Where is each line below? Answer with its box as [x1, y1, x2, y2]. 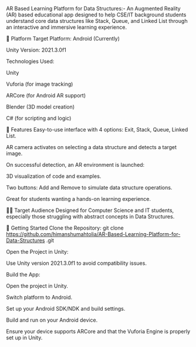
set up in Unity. [6, 334, 43, 341]
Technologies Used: [6, 58, 55, 65]
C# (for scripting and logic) [6, 114, 72, 122]
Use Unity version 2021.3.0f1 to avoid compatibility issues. [6, 260, 147, 267]
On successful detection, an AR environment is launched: [6, 161, 145, 168]
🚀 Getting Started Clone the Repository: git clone [6, 224, 124, 231]
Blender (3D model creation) [6, 103, 75, 110]
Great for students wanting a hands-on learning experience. [6, 196, 151, 202]
